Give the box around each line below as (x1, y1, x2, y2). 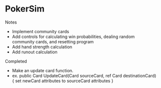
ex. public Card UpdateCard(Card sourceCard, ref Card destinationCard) (12, 73, 157, 78)
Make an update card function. (12, 67, 73, 73)
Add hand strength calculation (12, 44, 73, 50)
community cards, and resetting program (12, 38, 94, 44)
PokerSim (5, 3, 45, 14)
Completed (5, 58, 28, 64)
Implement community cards (12, 28, 69, 34)
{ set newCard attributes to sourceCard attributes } (12, 78, 114, 84)
